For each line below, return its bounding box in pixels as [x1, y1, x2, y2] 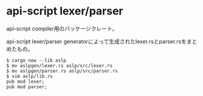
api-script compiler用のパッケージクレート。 [6, 25, 118, 32]
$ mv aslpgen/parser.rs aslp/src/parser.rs [6, 68, 119, 74]
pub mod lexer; [6, 78, 45, 85]
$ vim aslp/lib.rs [6, 73, 53, 79]
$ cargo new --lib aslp [6, 57, 67, 63]
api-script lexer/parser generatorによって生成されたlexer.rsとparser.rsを [6, 37, 187, 45]
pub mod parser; [6, 83, 47, 90]
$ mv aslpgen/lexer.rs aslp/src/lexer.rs [6, 62, 113, 69]
